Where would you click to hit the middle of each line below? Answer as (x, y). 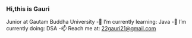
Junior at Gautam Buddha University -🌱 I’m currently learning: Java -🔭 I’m (96, 22)
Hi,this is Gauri (28, 9)
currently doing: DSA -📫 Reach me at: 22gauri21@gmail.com (81, 28)
